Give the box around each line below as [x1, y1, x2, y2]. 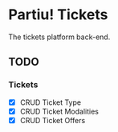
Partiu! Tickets [8, 6, 108, 24]
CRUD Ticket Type [19, 98, 82, 107]
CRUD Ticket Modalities [19, 106, 99, 116]
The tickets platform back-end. [8, 32, 111, 42]
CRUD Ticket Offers [19, 115, 86, 125]
